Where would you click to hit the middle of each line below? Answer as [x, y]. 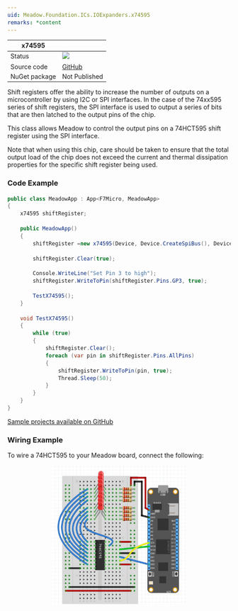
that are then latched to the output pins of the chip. [81, 115]
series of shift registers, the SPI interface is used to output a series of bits [115, 107]
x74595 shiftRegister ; [53, 214]
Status [20, 56]
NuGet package [33, 76]
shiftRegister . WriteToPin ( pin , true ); [115, 371]
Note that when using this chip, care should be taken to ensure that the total [118, 150]
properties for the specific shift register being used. [83, 165]
